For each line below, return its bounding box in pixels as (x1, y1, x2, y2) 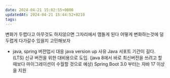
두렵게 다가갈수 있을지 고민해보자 (5, 37, 71, 44)
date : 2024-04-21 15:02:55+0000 (5, 7, 74, 13)
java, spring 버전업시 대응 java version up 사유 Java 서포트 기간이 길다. (12, 49, 156, 55)
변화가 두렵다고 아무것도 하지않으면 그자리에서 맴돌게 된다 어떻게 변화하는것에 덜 (5, 31, 164, 37)
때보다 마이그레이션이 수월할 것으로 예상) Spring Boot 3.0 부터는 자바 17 (12, 61, 156, 67)
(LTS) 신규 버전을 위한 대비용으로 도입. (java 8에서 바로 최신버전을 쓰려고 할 (12, 55, 162, 61)
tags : (5, 17, 17, 22)
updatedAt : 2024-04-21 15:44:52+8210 (5, 12, 85, 17)
